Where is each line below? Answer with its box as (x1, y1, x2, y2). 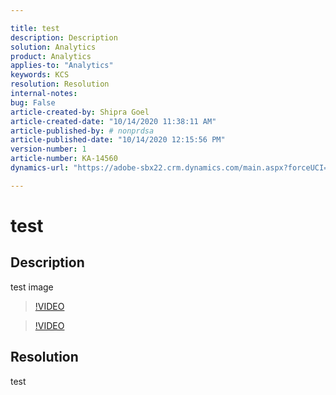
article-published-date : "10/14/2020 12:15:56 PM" (10, 135, 226, 145)
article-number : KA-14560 (10, 154, 118, 164)
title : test (10, 23, 60, 33)
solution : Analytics (10, 42, 97, 52)
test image (10, 281, 54, 293)
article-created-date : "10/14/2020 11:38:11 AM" (10, 116, 217, 126)
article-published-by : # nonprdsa (10, 126, 155, 136)
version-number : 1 (10, 144, 87, 155)
